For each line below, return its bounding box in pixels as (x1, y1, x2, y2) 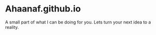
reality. (5, 24, 19, 30)
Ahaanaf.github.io (5, 3, 81, 14)
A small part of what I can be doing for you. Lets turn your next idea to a (5, 19, 151, 25)
